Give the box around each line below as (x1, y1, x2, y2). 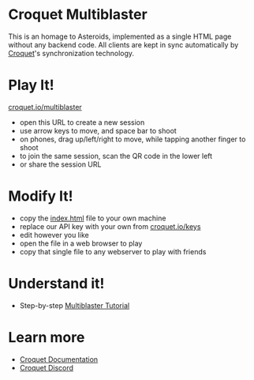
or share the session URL (19, 160, 102, 169)
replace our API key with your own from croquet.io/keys (19, 221, 201, 231)
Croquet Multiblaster (8, 6, 148, 24)
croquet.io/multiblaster (8, 102, 83, 111)
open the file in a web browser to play (19, 239, 143, 248)
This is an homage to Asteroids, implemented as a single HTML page (8, 32, 232, 41)
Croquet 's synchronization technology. (8, 48, 135, 58)
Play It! (8, 77, 54, 94)
